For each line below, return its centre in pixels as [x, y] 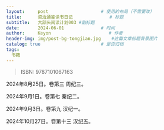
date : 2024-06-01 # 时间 [61, 28]
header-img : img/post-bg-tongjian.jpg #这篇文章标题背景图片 [82, 39]
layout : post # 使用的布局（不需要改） [80, 11]
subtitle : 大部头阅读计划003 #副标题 [51, 22]
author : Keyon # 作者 [65, 33]
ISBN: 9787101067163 [47, 71]
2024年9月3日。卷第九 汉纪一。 [45, 108]
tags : [13, 50]
